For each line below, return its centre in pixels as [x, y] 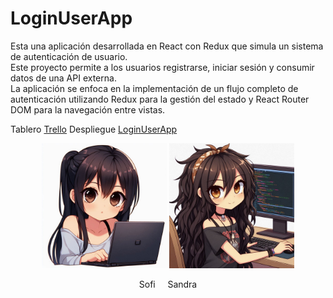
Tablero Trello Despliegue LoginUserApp [94, 129]
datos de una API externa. [63, 78]
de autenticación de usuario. [69, 56]
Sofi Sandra [168, 284]
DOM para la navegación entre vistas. [88, 109]
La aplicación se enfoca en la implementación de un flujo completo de [154, 88]
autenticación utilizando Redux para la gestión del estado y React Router [160, 99]
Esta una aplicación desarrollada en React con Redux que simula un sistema [167, 46]
